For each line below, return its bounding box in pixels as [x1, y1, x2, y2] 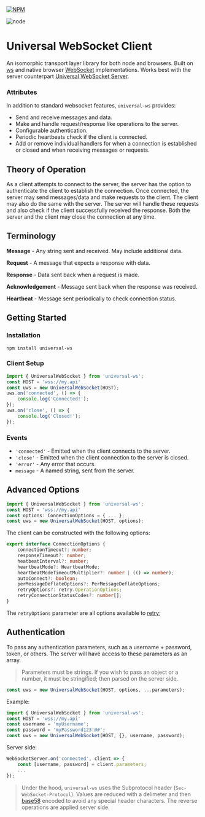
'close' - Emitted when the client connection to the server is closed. [15, 454, 189, 461]
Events [6, 433, 28, 442]
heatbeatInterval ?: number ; [17, 558, 89, 565]
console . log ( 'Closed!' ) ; [17, 413, 81, 419]
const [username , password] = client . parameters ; [17, 761, 147, 767]
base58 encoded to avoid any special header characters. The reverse [21, 797, 198, 804]
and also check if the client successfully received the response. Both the [6, 206, 190, 214]
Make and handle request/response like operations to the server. [15, 120, 179, 128]
